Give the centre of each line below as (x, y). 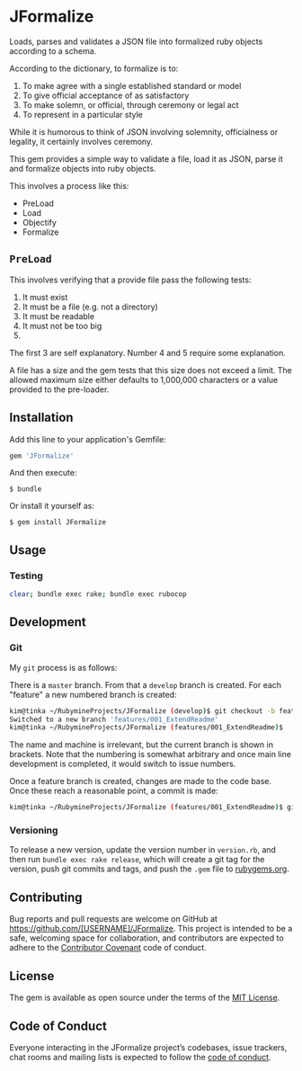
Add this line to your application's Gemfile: (88, 439)
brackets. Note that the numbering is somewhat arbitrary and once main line (151, 754)
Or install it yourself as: (52, 506)
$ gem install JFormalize (58, 522)
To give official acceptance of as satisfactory (106, 95)
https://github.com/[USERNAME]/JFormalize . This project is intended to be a (151, 929)
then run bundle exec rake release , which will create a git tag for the (137, 860)
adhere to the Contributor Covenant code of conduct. (108, 948)
